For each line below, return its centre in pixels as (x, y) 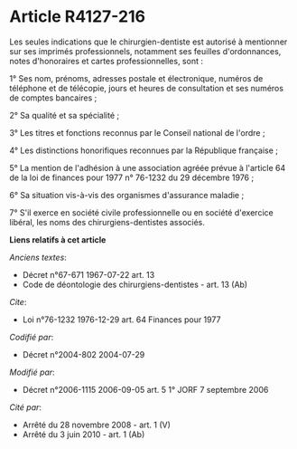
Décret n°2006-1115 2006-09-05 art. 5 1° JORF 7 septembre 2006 (145, 389)
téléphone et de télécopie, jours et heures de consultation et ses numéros (147, 88)
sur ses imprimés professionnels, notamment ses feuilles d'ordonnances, (145, 51)
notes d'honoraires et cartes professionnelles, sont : (106, 61)
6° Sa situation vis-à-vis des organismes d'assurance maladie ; (127, 195)
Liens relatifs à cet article (58, 239)
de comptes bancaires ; (53, 98)
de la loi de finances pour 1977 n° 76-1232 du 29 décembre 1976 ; (132, 177)
